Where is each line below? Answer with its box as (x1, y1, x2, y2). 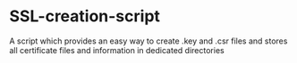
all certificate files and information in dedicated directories (9, 44, 225, 55)
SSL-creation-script (9, 6, 161, 27)
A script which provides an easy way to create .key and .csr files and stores (9, 35, 288, 46)
